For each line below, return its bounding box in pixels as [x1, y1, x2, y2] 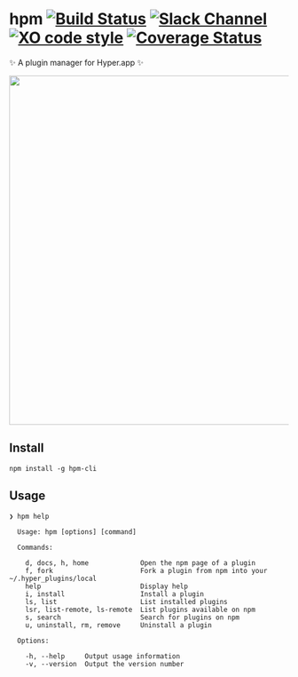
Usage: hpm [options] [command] [17, 527, 137, 537]
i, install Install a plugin [25, 589, 204, 599]
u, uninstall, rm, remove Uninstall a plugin [25, 620, 213, 630]
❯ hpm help [9, 512, 50, 521]
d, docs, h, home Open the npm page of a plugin [25, 558, 255, 568]
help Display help [25, 582, 189, 591]
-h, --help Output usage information [25, 651, 180, 661]
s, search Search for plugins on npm [25, 613, 240, 622]
